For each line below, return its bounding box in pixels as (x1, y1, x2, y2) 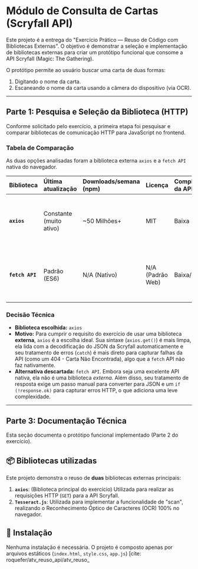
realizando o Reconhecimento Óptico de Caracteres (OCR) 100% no (14, 504, 180, 512)
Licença (145, 181, 169, 190)
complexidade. (14, 393, 51, 400)
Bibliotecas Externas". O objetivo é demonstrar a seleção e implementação (6, 43, 187, 50)
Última (43, 177, 62, 186)
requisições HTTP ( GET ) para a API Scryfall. (14, 492, 120, 499)
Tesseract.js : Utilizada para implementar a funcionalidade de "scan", (14, 498, 184, 505)
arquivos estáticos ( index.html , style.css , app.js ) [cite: (6, 550, 141, 557)
